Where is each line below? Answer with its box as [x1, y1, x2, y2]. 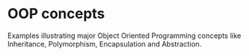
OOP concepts [7, 5, 105, 23]
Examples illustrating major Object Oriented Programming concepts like [7, 31, 242, 40]
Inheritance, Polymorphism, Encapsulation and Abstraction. [7, 39, 202, 48]
